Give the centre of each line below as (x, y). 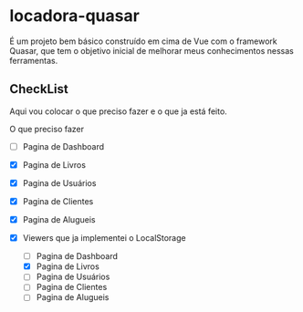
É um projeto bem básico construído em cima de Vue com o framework (143, 41)
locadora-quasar (74, 16)
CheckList (39, 89)
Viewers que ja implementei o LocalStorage (104, 238)
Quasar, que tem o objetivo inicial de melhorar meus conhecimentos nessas (151, 50)
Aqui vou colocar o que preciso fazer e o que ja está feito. (119, 111)
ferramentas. (34, 60)
